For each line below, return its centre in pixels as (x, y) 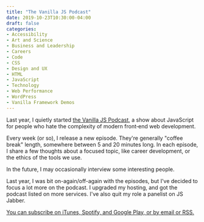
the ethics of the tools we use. (44, 157)
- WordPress (21, 97)
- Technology (23, 86)
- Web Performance (30, 91)
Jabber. (16, 200)
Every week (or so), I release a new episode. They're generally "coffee (95, 138)
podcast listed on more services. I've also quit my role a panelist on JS (95, 194)
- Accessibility (27, 35)
